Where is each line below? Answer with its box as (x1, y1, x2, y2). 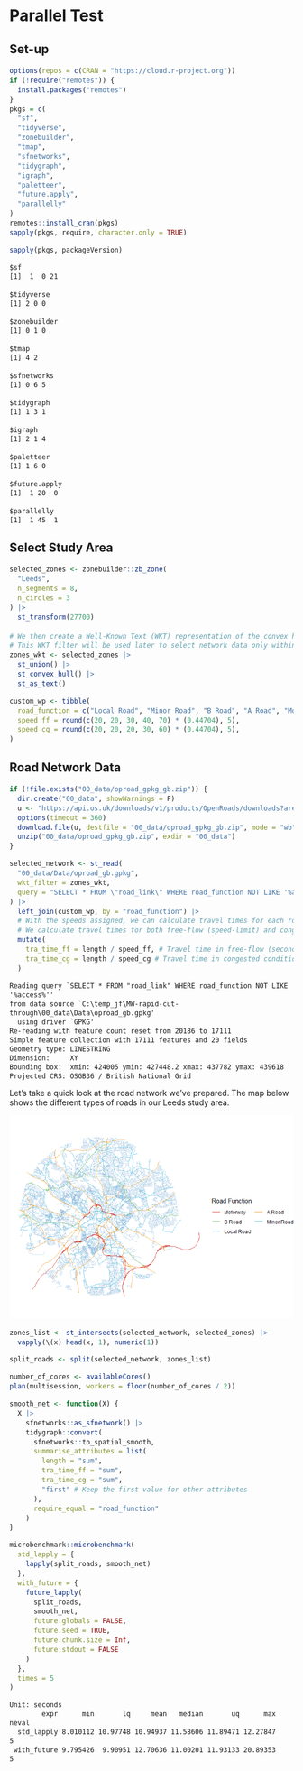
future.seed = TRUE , (32, 1626, 111, 1636)
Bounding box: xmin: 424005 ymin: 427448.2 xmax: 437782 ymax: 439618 (9, 1062, 284, 1072)
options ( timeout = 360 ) (17, 813, 106, 822)
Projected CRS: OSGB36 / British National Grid (9, 1071, 192, 1081)
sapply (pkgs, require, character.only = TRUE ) (9, 227, 188, 237)
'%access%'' (9, 990, 54, 1000)
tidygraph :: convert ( (25, 1427, 103, 1437)
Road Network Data (9, 760, 122, 775)
